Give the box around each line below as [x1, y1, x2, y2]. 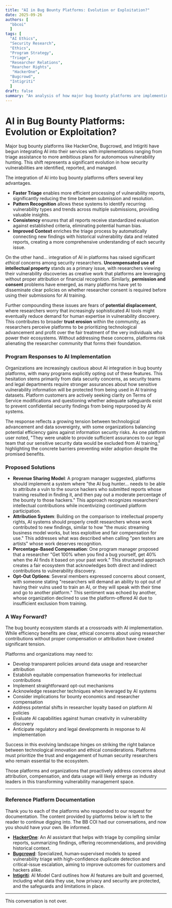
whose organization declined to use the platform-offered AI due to [12, 595, 153, 601]
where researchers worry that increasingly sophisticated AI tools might [5, 308, 155, 314]
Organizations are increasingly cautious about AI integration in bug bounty [5, 364, 162, 371]
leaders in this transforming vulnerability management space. [5, 779, 135, 785]
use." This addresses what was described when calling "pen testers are [12, 535, 164, 541]
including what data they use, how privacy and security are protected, [12, 877, 161, 883]
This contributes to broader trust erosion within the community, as [5, 318, 146, 325]
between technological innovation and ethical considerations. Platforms [5, 747, 156, 753]
